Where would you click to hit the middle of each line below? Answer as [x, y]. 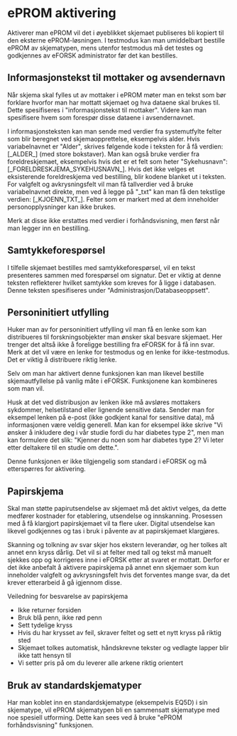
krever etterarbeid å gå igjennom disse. [65, 583]
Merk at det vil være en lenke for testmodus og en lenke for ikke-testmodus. [118, 352]
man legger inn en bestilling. [49, 228]
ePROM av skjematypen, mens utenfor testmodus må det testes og [105, 48]
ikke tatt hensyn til [44, 656]
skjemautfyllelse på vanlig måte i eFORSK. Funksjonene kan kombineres [112, 381]
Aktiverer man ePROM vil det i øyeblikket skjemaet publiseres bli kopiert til [116, 33]
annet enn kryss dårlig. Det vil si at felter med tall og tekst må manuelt [109, 553]
